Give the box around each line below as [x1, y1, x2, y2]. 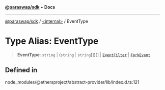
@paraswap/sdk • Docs [5, 4, 55, 10]
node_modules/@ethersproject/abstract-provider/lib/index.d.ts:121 [5, 79, 139, 85]
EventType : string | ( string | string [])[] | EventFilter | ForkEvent [17, 52, 151, 58]
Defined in [5, 66, 38, 74]
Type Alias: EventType [5, 35, 99, 47]
